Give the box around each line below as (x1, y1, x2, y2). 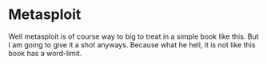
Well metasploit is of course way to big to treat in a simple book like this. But (8, 32, 259, 41)
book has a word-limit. (8, 48, 82, 58)
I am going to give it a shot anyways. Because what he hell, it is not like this (8, 40, 256, 49)
